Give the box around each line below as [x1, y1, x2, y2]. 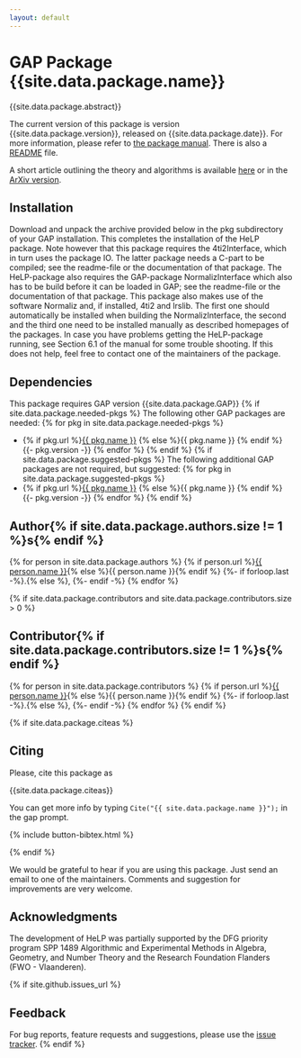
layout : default [9, 13, 70, 23]
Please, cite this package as [9, 767, 113, 778]
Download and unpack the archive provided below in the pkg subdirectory [9, 224, 284, 235]
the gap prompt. [9, 811, 69, 822]
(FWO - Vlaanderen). [9, 962, 87, 972]
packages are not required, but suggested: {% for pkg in [22, 464, 232, 475]
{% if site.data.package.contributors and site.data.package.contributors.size [9, 593, 292, 603]
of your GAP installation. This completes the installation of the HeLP [9, 233, 260, 244]
